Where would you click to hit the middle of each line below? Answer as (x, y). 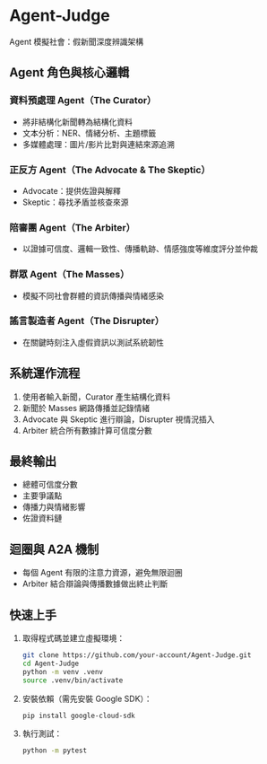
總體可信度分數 (50, 485)
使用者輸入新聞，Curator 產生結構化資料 (96, 397)
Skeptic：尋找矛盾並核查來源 (75, 202)
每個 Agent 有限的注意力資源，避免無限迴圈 (102, 573)
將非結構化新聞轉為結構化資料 (77, 121)
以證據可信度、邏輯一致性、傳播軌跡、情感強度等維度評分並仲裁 (140, 249)
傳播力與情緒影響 (54, 507)
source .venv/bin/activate (73, 680)
